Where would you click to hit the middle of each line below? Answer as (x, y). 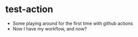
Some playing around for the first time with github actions (73, 23)
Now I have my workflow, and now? (50, 28)
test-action (29, 9)
